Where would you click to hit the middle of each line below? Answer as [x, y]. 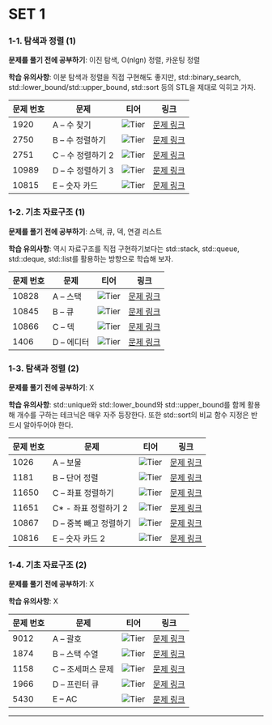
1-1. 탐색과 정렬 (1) [42, 41]
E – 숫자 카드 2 [79, 539]
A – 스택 [67, 296]
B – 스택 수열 [75, 655]
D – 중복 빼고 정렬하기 [91, 523]
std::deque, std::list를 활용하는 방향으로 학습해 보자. [91, 258]
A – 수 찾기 [72, 125]
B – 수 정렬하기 [79, 140]
